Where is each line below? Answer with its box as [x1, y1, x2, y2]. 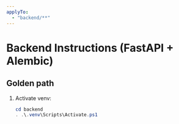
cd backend [15, 106, 43, 112]
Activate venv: [15, 94, 52, 101]
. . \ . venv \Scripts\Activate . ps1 [15, 112, 98, 118]
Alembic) [6, 54, 54, 68]
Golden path [6, 78, 54, 89]
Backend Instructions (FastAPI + [6, 41, 174, 55]
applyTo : [6, 9, 29, 15]
